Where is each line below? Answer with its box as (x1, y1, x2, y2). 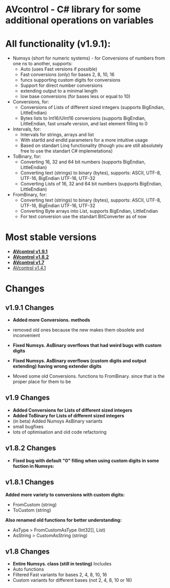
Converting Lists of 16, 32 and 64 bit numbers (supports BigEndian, (20, 181, 162, 187)
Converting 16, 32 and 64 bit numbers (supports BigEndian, (20, 159, 146, 165)
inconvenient (12, 333, 40, 339)
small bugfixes (12, 423, 44, 430)
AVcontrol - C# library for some (5, 4, 141, 15)
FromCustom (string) (12, 501, 57, 507)
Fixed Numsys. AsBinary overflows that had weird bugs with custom (12, 342, 162, 348)
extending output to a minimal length (20, 88, 98, 94)
